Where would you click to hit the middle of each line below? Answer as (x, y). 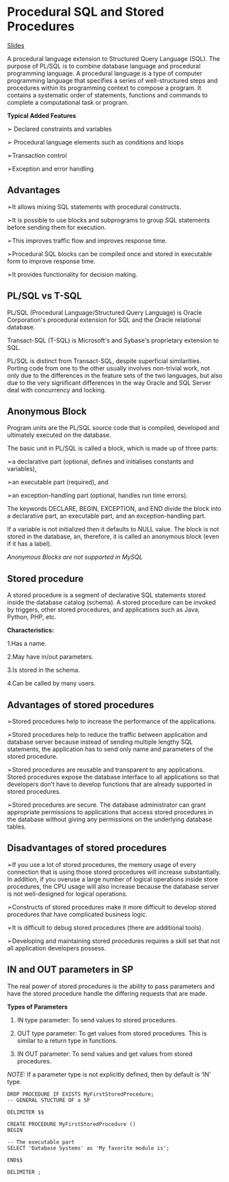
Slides (16, 45)
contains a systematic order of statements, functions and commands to (108, 95)
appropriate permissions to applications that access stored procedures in (110, 812)
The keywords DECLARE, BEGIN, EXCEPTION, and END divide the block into (114, 509)
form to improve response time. (51, 261)
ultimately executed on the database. (59, 435)
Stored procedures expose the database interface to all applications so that (113, 777)
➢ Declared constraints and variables (59, 129)
